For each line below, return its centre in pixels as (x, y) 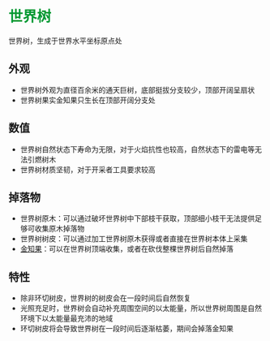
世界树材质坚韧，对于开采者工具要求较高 (88, 169)
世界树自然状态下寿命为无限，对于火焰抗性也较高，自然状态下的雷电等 (137, 149)
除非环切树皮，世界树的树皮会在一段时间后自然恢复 (105, 298)
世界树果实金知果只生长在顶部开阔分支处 (88, 100)
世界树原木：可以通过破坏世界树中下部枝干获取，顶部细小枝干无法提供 (137, 218)
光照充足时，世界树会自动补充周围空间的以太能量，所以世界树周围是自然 (141, 309)
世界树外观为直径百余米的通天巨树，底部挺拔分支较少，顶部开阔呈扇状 (137, 89)
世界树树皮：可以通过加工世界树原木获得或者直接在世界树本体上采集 (134, 239)
